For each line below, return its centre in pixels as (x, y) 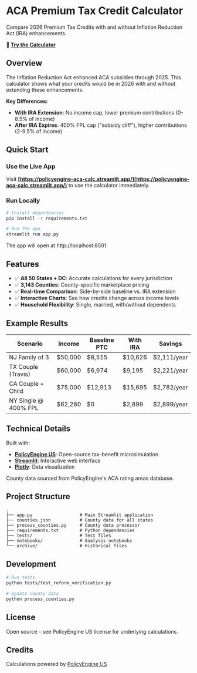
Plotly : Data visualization (45, 467)
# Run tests (21, 578)
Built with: (18, 443)
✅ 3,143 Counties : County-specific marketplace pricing (82, 285)
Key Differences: (27, 101)
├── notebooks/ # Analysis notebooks (69, 541)
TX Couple (24, 366)
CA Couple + (27, 383)
